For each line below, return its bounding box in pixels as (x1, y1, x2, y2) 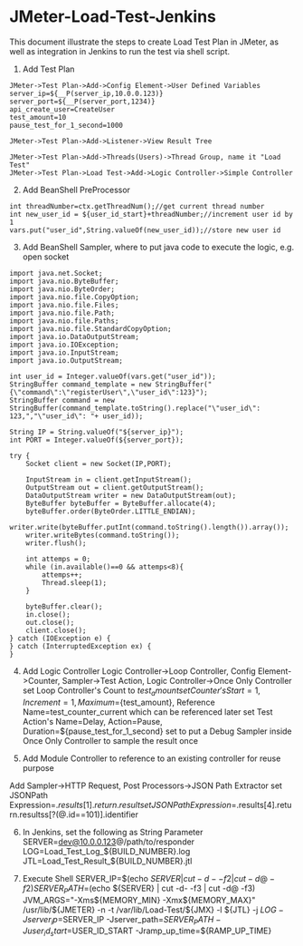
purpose (22, 762, 54, 773)
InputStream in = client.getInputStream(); (25, 474, 193, 484)
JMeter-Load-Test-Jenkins (9, 6, 217, 27)
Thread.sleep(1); (42, 578, 107, 587)
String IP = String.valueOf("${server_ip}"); (9, 427, 184, 436)
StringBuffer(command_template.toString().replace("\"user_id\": (9, 404, 260, 413)
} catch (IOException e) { (9, 633, 111, 643)
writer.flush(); (25, 538, 88, 548)
